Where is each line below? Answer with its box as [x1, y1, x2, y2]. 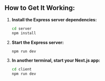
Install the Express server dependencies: [11, 16, 97, 22]
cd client [11, 67, 32, 72]
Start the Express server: [11, 39, 64, 45]
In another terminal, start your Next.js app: [11, 58, 101, 64]
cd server [11, 26, 32, 31]
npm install [11, 31, 36, 35]
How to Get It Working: [4, 4, 75, 12]
